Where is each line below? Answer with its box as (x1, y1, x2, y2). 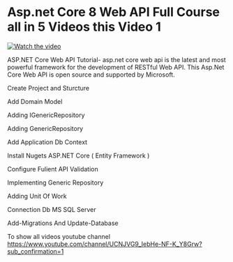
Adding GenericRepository (7, 124, 84, 132)
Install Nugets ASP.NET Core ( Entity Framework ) (7, 151, 150, 160)
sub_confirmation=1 (7, 247, 64, 255)
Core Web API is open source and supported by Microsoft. (7, 70, 176, 79)
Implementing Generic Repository (7, 178, 104, 187)
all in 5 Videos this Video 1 (7, 19, 162, 35)
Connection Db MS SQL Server (7, 205, 96, 213)
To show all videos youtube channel (7, 232, 110, 240)
